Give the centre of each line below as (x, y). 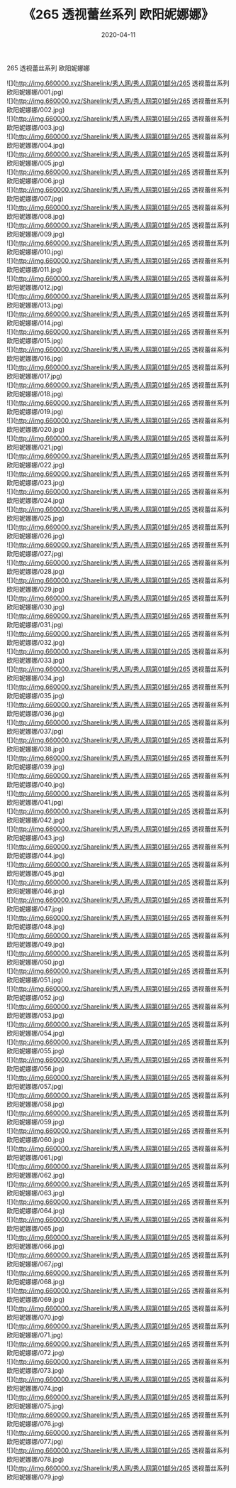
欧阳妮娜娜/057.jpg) (35, 1086)
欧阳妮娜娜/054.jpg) (36, 1033)
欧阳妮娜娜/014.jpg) (35, 322)
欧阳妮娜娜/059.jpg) (36, 1122)
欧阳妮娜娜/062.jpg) (36, 1175)
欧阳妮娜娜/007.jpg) (35, 198)
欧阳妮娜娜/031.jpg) (35, 624)
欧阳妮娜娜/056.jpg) (36, 1068)
